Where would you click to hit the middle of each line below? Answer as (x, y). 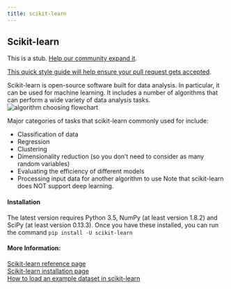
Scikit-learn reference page (47, 263)
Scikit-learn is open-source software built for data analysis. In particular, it (113, 85)
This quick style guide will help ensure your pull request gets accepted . (110, 72)
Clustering (32, 149)
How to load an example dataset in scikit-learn (74, 278)
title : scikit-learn (37, 14)
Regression (33, 142)
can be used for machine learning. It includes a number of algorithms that (113, 93)
